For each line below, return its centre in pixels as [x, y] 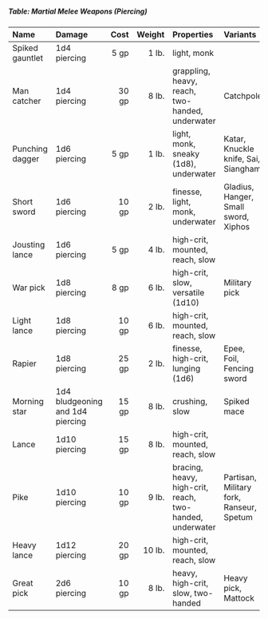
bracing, [188, 467]
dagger [26, 158]
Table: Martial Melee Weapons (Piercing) [78, 11]
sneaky [186, 153]
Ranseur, [240, 507]
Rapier [25, 363]
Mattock [239, 597]
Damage [72, 34]
